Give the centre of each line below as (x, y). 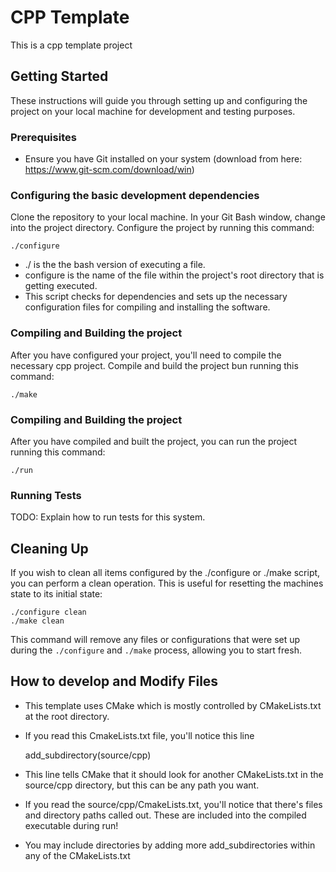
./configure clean (48, 612)
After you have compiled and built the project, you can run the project (154, 441)
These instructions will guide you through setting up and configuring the (159, 100)
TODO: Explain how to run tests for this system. (108, 517)
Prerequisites (43, 137)
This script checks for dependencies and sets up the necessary (156, 297)
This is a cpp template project (71, 45)
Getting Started (59, 76)
